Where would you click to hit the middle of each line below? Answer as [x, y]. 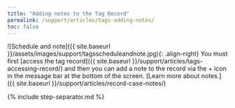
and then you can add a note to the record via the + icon [145, 69]
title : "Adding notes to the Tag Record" [69, 14]
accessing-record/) [35, 69]
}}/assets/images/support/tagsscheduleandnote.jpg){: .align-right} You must [117, 54]
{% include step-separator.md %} [56, 97]
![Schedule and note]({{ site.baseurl [59, 47]
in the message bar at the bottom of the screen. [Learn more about [104, 76]
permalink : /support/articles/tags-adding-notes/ [81, 20]
